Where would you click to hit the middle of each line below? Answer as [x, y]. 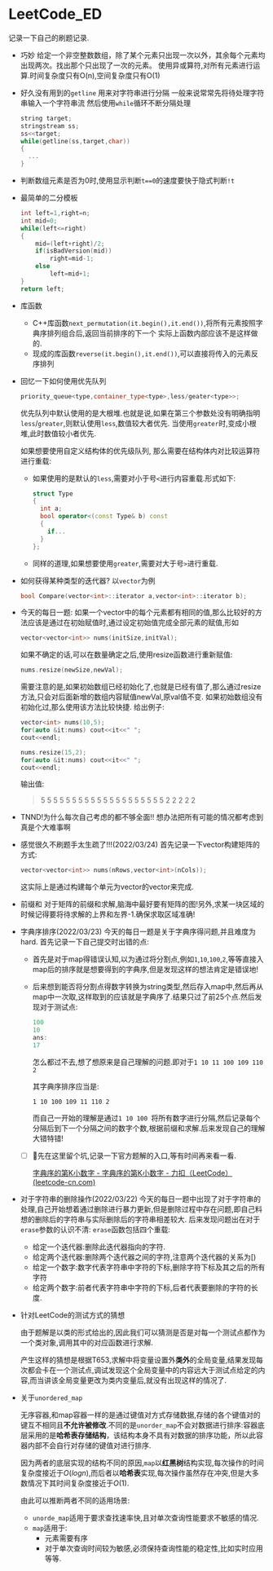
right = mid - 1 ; [72, 259]
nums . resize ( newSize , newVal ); [72, 670]
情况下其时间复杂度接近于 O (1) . [78, 1483]
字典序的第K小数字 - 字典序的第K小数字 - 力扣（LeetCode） [132, 1173]
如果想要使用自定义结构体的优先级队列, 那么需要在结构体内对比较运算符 [140, 451]
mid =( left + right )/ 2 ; [70, 244]
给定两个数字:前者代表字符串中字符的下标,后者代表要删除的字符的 [141, 1287]
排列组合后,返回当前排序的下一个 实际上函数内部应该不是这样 [149, 333]
